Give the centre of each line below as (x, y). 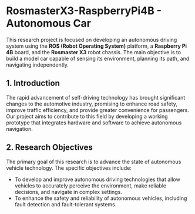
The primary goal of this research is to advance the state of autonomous (94, 162)
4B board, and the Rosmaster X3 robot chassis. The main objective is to (93, 52)
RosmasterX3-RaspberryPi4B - (84, 11)
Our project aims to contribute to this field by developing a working (87, 116)
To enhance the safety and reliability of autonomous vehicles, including (101, 198)
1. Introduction (33, 83)
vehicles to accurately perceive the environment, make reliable (90, 185)
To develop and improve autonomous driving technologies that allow (97, 179)
